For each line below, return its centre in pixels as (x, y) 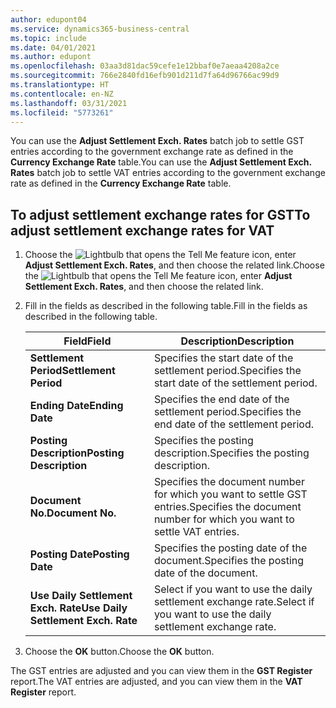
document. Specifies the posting (229, 561)
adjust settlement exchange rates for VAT (142, 230)
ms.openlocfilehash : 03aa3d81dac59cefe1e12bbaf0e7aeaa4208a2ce (145, 66)
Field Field (87, 341)
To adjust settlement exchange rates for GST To (160, 214)
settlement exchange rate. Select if (234, 602)
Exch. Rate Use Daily (78, 608)
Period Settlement (72, 371)
